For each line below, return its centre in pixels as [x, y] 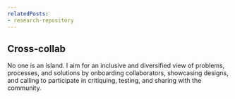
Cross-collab [36, 49]
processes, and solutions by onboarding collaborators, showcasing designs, [118, 73]
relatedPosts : [28, 14]
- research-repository [41, 20]
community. [24, 88]
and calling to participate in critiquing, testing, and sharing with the [104, 81]
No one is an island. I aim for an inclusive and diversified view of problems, [116, 66]
